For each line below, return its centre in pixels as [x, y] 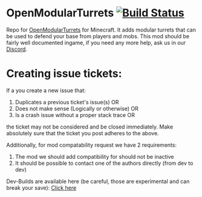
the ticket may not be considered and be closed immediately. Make [90, 127]
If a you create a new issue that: [46, 90]
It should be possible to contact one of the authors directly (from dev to [104, 163]
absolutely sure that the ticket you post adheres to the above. [83, 133]
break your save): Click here [41, 187]
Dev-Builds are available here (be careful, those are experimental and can [98, 181]
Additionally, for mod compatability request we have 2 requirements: [92, 145]
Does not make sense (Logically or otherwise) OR [77, 109]
